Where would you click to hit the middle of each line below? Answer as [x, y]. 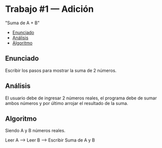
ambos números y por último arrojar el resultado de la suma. [67, 103]
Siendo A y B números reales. [35, 131]
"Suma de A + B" [22, 23]
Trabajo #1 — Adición [50, 9]
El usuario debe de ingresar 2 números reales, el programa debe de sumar [81, 98]
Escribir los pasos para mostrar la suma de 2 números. [61, 70]
